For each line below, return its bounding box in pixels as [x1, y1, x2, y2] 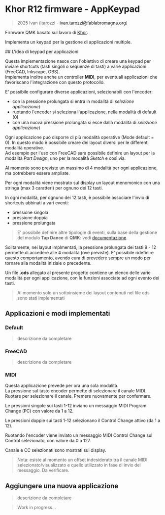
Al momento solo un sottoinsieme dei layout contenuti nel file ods [17, 289, 150, 295]
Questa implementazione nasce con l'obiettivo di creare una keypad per [5, 58, 151, 64]
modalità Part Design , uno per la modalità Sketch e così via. [5, 155, 126, 161]
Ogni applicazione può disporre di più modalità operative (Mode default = [5, 134, 154, 140]
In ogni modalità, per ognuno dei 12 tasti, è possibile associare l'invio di [5, 194, 149, 200]
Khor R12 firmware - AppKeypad [5, 3, 140, 15]
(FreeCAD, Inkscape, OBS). [5, 68, 60, 75]
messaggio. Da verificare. [17, 468, 70, 473]
